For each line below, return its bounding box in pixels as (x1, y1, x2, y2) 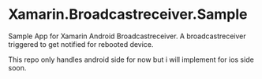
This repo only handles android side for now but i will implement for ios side (8, 55, 254, 64)
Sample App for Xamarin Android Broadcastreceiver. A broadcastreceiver (8, 31, 246, 41)
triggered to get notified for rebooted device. (8, 39, 154, 48)
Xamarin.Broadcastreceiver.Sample (8, 5, 248, 23)
